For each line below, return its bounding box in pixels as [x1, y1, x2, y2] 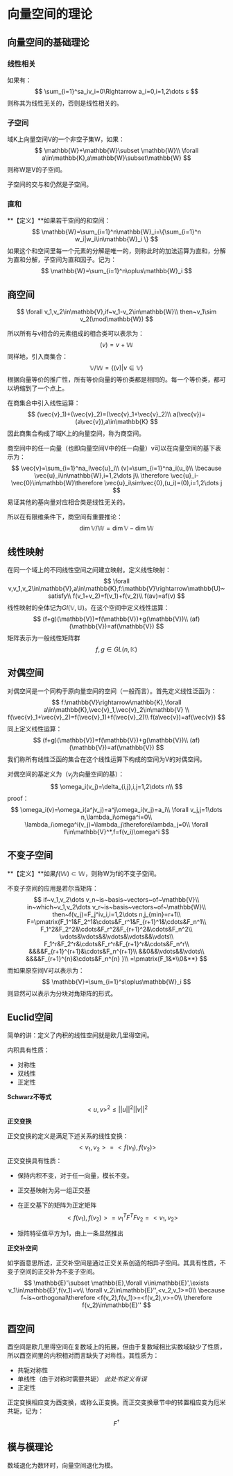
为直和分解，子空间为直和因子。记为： [7, 255, 116, 264]
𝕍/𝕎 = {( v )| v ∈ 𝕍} [89, 364, 144, 372]
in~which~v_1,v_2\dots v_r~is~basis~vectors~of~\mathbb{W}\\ [26, 902, 207, 911]
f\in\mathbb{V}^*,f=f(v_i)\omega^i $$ [63, 827, 170, 836]
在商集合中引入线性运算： [7, 399, 80, 407]
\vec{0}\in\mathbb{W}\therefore [10, 479, 103, 487]
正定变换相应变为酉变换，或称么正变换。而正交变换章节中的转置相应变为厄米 [7, 1398, 226, 1406]
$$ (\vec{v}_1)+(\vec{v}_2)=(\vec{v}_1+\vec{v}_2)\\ [27, 410, 172, 419]
